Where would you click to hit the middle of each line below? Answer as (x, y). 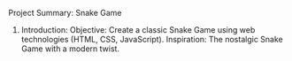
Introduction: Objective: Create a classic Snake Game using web (138, 30)
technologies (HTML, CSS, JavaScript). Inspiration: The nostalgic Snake (152, 39)
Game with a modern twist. (70, 49)
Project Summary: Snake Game (65, 13)
